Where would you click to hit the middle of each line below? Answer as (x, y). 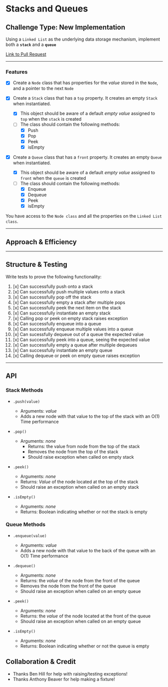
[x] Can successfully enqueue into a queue (57, 323)
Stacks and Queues (47, 9)
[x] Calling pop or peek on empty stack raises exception (70, 318)
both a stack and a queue (31, 45)
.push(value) (26, 402)
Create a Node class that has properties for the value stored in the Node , (85, 83)
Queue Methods (26, 525)
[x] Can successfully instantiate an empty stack (62, 313)
